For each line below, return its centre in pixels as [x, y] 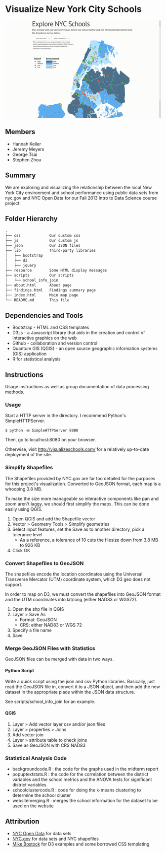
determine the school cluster [41, 795]
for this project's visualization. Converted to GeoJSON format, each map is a [83, 484]
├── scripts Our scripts [40, 276]
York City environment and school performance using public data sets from [82, 193]
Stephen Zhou [27, 159]
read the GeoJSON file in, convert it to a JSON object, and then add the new [83, 687]
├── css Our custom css [43, 236]
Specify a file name [32, 630]
